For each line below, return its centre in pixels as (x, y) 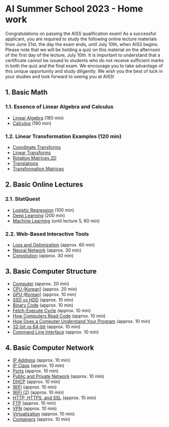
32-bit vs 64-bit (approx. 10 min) (46, 326)
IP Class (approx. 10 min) (38, 365)
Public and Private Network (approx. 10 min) (58, 376)
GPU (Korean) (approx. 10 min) (44, 294)
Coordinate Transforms (37, 147)
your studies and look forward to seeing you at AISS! (60, 76)
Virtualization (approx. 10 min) (44, 414)
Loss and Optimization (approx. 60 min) (53, 245)
